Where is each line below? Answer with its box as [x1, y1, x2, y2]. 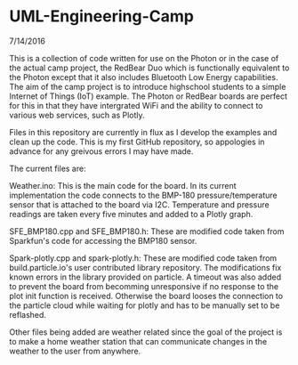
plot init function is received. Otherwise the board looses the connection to [9, 290, 283, 301]
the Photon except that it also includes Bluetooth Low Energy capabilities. [9, 71, 278, 82]
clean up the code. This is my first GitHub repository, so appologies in [9, 136, 265, 147]
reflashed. [9, 309, 47, 320]
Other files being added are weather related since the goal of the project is [9, 327, 283, 337]
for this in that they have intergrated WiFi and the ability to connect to [9, 100, 263, 110]
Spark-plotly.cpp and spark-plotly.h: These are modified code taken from [9, 252, 278, 264]
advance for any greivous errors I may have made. [9, 145, 194, 157]
